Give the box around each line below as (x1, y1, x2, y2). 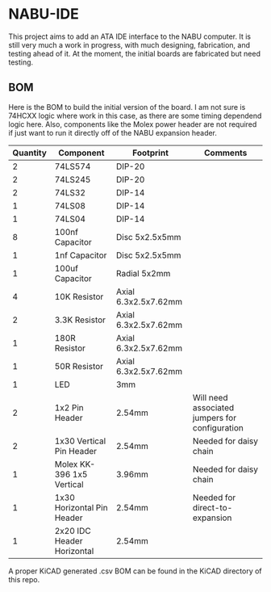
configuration (192, 422, 244, 433)
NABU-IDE (8, 5, 79, 23)
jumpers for (192, 412, 236, 423)
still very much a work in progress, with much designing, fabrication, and (8, 40, 251, 49)
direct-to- (192, 502, 233, 513)
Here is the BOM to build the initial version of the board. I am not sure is (8, 102, 246, 111)
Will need (192, 392, 228, 403)
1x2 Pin (54, 401, 85, 413)
